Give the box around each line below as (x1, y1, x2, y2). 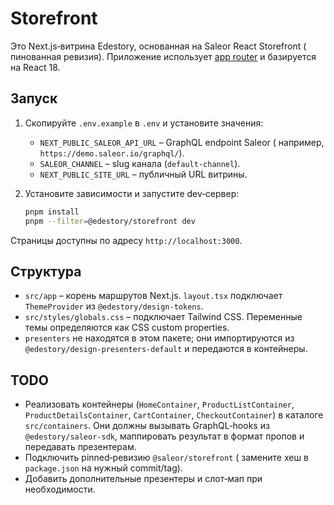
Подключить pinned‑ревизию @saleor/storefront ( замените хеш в (24, 452, 309, 464)
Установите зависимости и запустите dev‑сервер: (24, 187, 240, 199)
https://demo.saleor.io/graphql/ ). (39, 147, 185, 159)
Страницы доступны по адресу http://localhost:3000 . (10, 234, 243, 246)
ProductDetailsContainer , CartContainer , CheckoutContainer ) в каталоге (24, 409, 324, 421)
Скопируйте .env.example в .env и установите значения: (24, 117, 264, 129)
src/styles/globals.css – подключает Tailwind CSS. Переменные (24, 311, 303, 323)
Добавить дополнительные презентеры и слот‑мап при (24, 473, 263, 485)
